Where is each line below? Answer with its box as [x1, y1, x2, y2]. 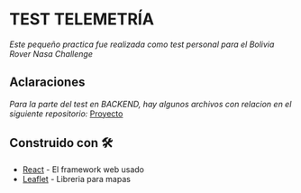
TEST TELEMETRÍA [9, 9, 155, 30]
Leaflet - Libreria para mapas [22, 173, 131, 184]
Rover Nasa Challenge [9, 48, 93, 59]
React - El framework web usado [22, 163, 144, 175]
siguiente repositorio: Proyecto [9, 108, 123, 119]
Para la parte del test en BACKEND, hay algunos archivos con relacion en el [9, 98, 292, 109]
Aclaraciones [9, 75, 86, 90]
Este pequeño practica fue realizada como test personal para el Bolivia [9, 39, 275, 50]
